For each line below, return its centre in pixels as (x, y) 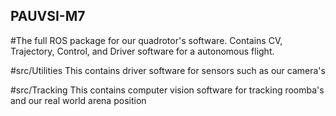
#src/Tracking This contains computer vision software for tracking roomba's (167, 90)
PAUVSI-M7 (48, 16)
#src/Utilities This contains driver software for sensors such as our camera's (168, 70)
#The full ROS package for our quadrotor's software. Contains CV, (146, 40)
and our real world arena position (78, 100)
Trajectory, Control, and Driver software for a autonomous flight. (142, 51)
